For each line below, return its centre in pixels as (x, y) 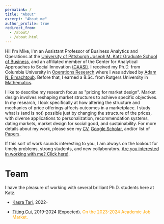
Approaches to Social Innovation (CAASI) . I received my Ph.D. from (73, 66)
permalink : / (18, 10)
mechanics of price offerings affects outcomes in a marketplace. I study (78, 108)
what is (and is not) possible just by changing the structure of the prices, (79, 113)
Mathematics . (19, 82)
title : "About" (21, 14)
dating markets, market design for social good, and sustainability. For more (81, 123)
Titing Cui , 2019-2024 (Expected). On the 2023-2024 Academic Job (81, 212)
